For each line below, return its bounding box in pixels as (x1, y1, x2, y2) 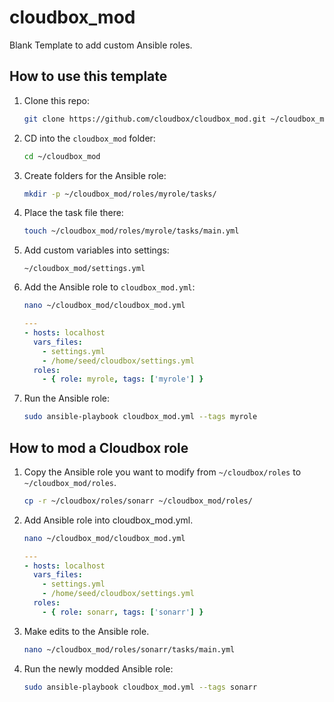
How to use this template (9, 68, 168, 85)
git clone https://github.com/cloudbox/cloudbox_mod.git (23, 114, 267, 124)
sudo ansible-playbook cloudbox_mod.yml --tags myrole (23, 412, 258, 422)
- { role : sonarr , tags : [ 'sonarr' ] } (42, 607, 204, 617)
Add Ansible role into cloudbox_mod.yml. (23, 514, 194, 526)
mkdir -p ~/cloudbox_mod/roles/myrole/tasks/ (23, 189, 217, 199)
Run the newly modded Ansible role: (23, 662, 174, 675)
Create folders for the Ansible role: (23, 169, 167, 181)
